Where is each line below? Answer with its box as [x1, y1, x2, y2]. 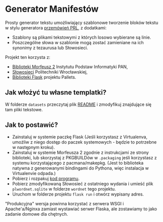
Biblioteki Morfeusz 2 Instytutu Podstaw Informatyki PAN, [12, 64, 128, 70]
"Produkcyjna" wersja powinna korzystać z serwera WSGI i [5, 200, 124, 206]
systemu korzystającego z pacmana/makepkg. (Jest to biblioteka [12, 160, 143, 166]
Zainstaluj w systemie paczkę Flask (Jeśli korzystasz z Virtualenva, [12, 134, 148, 140]
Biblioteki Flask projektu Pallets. [12, 74, 76, 80]
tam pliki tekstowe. [5, 106, 43, 112]
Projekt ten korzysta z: [5, 54, 50, 60]
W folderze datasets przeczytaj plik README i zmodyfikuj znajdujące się [5, 101, 152, 107]
